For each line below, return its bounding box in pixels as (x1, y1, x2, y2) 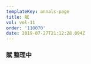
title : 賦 (6, 14, 29, 20)
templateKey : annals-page (6, 8, 69, 15)
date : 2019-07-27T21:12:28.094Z (6, 31, 85, 36)
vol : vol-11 (6, 19, 35, 25)
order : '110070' (6, 25, 46, 31)
